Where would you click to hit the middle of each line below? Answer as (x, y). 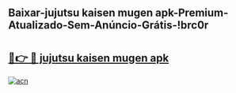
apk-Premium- (192, 13)
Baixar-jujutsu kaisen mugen (81, 13)
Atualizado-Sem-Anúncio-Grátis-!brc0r (108, 26)
